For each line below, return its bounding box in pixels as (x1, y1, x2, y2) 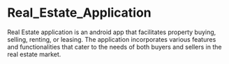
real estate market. (7, 50, 61, 58)
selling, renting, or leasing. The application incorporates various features (7, 35, 216, 43)
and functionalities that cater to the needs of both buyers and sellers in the (7, 42, 222, 51)
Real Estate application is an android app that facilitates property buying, (7, 28, 216, 36)
